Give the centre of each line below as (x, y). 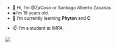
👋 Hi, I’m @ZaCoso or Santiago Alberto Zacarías (62, 8)
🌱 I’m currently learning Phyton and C (51, 18)
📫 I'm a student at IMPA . (38, 28)
